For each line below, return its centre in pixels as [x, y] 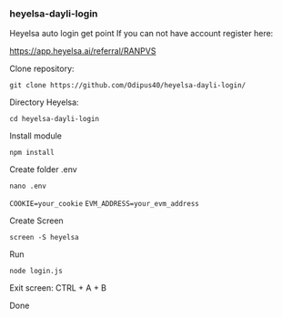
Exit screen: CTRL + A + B [58, 288]
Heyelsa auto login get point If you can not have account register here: [141, 34]
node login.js [36, 272]
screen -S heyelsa [44, 238]
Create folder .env [43, 169]
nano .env [28, 186]
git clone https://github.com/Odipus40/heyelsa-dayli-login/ [128, 86]
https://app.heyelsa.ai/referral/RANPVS [83, 51]
